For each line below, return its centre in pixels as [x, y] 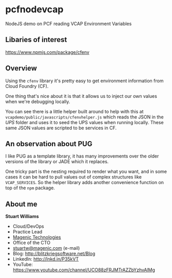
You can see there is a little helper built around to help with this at [74, 111]
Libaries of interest [36, 40]
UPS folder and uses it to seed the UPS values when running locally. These [84, 122]
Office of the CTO [31, 243]
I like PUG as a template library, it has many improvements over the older [82, 156]
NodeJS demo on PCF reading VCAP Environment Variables [69, 24]
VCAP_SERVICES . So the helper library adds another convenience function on [85, 183]
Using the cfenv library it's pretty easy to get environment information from [84, 81]
